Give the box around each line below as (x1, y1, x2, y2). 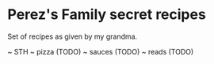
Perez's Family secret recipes (7, 6, 207, 24)
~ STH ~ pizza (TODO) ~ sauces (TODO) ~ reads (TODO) (7, 47, 194, 56)
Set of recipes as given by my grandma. (7, 32, 138, 41)
